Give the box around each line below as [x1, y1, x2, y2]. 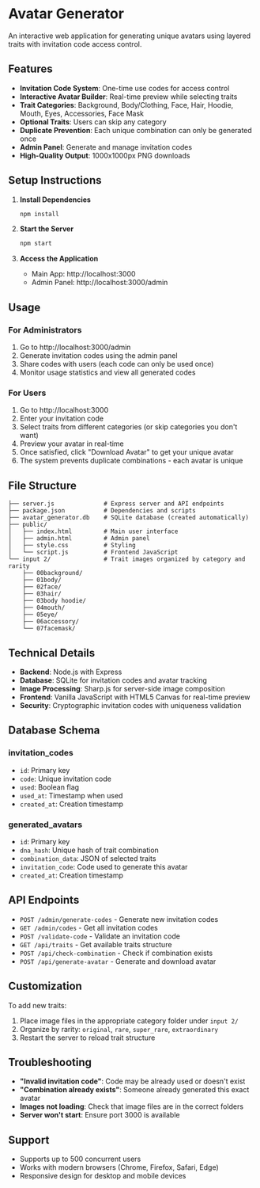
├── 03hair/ [22, 590, 62, 598]
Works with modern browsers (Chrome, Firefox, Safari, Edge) [19, 1163, 219, 1172]
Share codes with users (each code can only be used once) [19, 360, 214, 368]
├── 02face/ [22, 583, 62, 591]
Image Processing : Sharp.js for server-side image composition [19, 683, 225, 693]
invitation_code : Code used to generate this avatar [19, 862, 188, 871]
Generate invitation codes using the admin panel [19, 351, 178, 360]
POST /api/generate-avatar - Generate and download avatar [19, 956, 217, 966]
